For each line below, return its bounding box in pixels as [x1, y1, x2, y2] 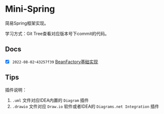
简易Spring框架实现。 [5, 20, 49, 26]
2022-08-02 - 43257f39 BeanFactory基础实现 [12, 59, 98, 65]
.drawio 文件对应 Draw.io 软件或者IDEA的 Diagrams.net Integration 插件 [12, 103, 160, 109]
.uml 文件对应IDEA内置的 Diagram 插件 [12, 97, 89, 103]
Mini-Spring [5, 3, 55, 15]
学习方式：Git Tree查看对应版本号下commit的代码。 [5, 30, 109, 36]
